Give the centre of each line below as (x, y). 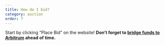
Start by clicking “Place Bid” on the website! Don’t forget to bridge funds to (82, 33)
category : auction (24, 14)
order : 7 (14, 19)
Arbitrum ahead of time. (30, 38)
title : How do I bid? (27, 10)
